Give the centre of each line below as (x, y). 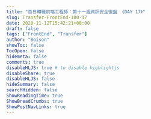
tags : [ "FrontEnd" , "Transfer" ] (47, 34)
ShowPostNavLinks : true (36, 107)
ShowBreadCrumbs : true (35, 101)
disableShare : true (31, 73)
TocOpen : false (25, 51)
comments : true (25, 62)
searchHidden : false (32, 90)
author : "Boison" (28, 40)
